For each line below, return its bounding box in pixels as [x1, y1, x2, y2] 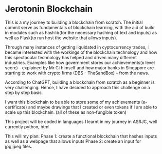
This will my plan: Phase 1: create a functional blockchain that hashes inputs [5, 133, 157, 139]
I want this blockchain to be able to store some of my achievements [5, 99, 140, 105]
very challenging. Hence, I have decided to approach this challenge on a [5, 84, 150, 90]
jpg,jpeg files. [5, 143, 33, 149]
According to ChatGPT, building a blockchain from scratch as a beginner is [5, 79, 155, 85]
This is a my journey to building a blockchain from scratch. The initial [5, 19, 143, 25]
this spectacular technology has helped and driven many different [5, 54, 137, 60]
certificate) [5, 104, 27, 110]
